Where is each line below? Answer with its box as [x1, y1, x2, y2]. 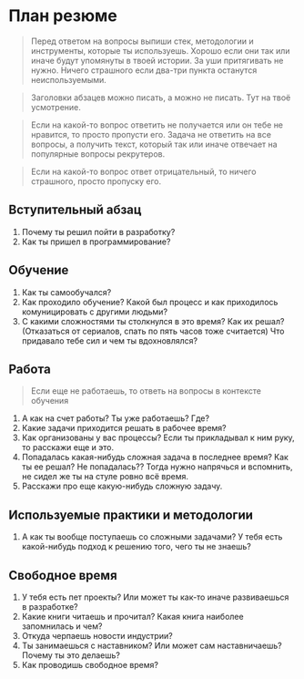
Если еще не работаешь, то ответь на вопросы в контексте [30, 386, 261, 396]
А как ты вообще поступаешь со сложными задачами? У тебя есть [21, 531, 283, 542]
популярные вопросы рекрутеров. [30, 148, 166, 159]
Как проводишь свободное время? [21, 660, 158, 670]
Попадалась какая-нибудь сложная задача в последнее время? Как [21, 452, 289, 463]
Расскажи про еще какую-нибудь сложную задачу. [21, 480, 223, 492]
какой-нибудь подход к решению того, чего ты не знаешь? [21, 541, 251, 552]
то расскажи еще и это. [21, 442, 115, 453]
